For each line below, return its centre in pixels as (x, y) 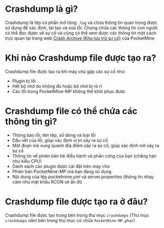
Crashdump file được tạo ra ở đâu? (76, 202)
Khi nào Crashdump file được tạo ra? (81, 58)
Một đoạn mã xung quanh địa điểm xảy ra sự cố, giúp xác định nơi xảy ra (86, 145)
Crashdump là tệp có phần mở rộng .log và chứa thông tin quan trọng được (81, 23)
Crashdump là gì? (42, 9)
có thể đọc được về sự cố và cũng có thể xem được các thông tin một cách (81, 33)
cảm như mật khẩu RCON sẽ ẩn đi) (47, 182)
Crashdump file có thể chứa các (71, 111)
